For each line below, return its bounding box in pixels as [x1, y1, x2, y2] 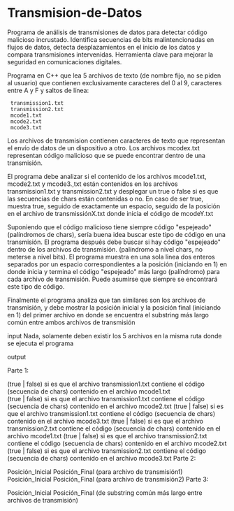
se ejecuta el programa [7, 339, 74, 347]
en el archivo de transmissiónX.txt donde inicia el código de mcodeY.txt [7, 209, 214, 217]
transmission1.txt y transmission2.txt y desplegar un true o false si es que [7, 187, 219, 195]
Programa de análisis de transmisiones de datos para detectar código [7, 28, 207, 36]
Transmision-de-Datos [7, 5, 142, 21]
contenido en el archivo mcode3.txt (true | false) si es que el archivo [7, 417, 204, 425]
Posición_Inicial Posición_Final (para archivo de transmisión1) [7, 467, 183, 476]
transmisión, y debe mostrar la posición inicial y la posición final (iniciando [7, 303, 221, 312]
